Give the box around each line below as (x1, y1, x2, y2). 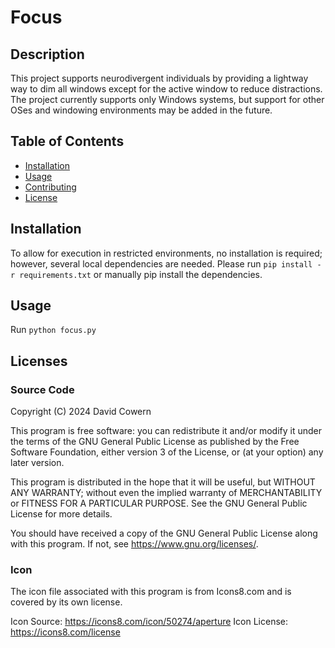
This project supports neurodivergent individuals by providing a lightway (10, 72, 309, 84)
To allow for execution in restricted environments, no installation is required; (10, 247, 323, 259)
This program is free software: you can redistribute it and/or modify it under (10, 425, 322, 437)
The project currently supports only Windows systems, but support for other (10, 94, 325, 105)
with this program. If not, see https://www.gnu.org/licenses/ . (10, 538, 259, 550)
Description (10, 46, 85, 63)
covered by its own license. (10, 596, 123, 608)
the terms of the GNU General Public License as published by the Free (10, 436, 300, 448)
